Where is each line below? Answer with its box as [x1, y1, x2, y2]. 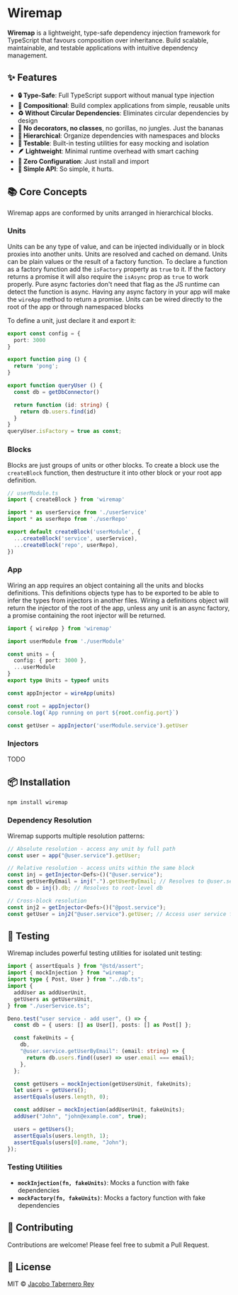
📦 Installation [7, 776, 71, 788]
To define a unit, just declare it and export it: [7, 316, 136, 324]
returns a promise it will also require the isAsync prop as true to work [7, 272, 209, 281]
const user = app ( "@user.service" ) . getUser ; [7, 852, 141, 859]
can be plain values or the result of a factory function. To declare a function [7, 257, 228, 265]
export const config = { [7, 330, 81, 337]
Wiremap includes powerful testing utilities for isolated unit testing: [7, 949, 203, 957]
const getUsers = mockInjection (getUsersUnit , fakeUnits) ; [13, 1080, 192, 1087]
